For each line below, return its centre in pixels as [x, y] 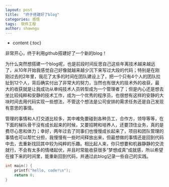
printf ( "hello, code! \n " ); [43, 170]
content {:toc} [27, 43]
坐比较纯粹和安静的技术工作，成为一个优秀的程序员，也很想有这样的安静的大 [84, 96]
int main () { [19, 166]
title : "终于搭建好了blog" [32, 15]
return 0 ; [25, 175]
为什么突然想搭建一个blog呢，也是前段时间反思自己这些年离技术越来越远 [80, 64]
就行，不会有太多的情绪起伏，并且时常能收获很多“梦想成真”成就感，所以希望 [84, 150]
